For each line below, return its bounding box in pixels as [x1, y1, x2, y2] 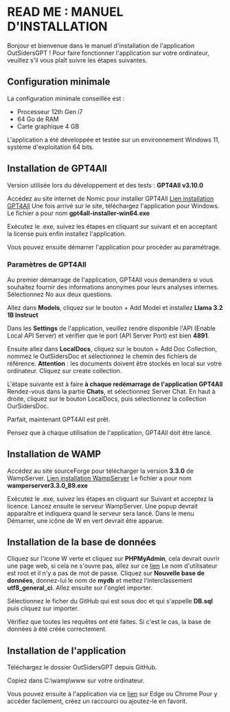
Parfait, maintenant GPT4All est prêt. [7, 415, 111, 423]
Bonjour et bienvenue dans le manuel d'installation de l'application [7, 41, 195, 49]
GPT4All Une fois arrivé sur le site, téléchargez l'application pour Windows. [7, 201, 220, 210]
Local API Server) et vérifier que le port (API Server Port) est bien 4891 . [7, 331, 209, 340]
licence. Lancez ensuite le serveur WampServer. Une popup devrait [7, 502, 198, 510]
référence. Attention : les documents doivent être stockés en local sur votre [7, 359, 222, 368]
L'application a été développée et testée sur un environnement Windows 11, [7, 135, 220, 144]
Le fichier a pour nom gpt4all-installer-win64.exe [7, 209, 150, 217]
